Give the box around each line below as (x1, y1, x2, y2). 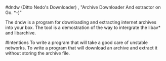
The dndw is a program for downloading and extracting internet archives (5, 19, 157, 25)
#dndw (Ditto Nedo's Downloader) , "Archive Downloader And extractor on (5, 4, 161, 10)
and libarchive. (5, 30, 36, 35)
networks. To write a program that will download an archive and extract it (5, 45, 158, 50)
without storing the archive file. (5, 50, 70, 56)
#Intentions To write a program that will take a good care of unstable (5, 39, 148, 45)
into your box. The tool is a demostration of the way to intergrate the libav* (5, 24, 161, 30)
